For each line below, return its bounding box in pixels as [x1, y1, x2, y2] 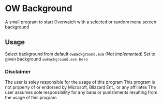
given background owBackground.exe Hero [5, 56, 88, 62]
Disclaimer [5, 68, 31, 75]
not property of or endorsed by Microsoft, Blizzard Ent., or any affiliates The [5, 84, 156, 90]
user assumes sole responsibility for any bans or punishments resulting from [5, 90, 158, 95]
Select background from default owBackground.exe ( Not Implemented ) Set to [5, 51, 156, 57]
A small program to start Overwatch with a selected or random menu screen [5, 19, 157, 25]
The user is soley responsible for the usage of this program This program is [5, 79, 156, 85]
